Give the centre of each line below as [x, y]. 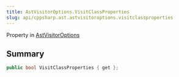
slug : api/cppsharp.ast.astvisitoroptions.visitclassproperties [90, 18]
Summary [25, 54]
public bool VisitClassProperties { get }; [63, 68]
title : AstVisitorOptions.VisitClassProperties [68, 12]
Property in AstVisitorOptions [43, 35]
